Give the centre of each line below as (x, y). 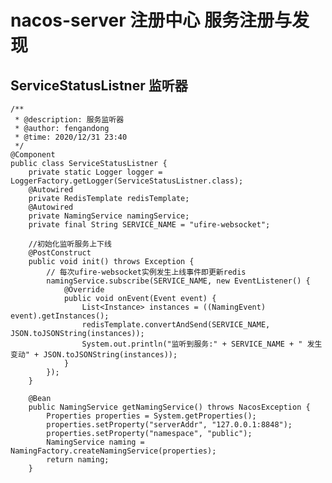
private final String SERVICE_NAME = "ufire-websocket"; (149, 225)
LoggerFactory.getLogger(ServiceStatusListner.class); (127, 181)
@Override (84, 290)
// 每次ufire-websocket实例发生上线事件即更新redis (146, 272)
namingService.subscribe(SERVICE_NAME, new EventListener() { (178, 281)
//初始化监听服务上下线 (70, 244)
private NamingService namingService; (109, 216)
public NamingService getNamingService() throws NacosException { (169, 407)
